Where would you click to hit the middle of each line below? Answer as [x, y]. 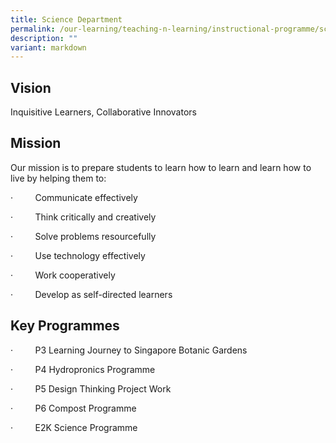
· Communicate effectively [74, 197]
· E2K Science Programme [74, 427]
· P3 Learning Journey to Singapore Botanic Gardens [129, 350]
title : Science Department [66, 19]
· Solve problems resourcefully [83, 236]
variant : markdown [48, 47]
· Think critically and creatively [83, 217]
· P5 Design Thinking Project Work [91, 388]
